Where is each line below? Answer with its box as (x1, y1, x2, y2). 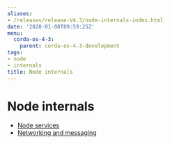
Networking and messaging (17, 129, 97, 137)
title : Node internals (7, 68, 73, 75)
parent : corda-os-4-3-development (20, 42, 120, 49)
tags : (7, 49, 23, 56)
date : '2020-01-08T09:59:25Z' (7, 23, 95, 30)
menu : (7, 29, 23, 37)
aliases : (7, 10, 33, 17)
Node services (17, 121, 60, 129)
